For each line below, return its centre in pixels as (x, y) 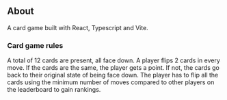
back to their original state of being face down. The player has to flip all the (113, 75)
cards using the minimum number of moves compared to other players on (111, 82)
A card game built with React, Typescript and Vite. (78, 27)
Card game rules (35, 45)
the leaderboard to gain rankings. (54, 90)
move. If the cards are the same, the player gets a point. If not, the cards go (113, 68)
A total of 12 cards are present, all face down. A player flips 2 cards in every (114, 60)
